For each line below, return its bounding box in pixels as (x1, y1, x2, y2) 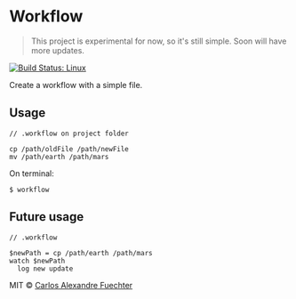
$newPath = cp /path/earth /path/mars (9, 248, 153, 257)
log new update (17, 264, 74, 273)
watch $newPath (9, 256, 66, 265)
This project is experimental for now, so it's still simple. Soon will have (30, 36, 287, 46)
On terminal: (9, 167, 55, 179)
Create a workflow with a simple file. (9, 79, 143, 90)
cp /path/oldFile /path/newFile (9, 144, 129, 153)
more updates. (30, 44, 84, 55)
